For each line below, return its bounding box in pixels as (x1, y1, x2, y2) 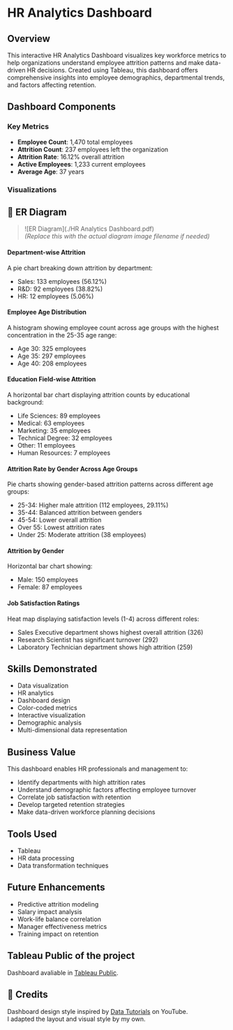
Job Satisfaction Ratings (7, 599, 80, 607)
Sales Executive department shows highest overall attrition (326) (17, 628, 204, 636)
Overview (7, 33, 51, 45)
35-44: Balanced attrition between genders (17, 508, 142, 517)
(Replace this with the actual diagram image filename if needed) (24, 232, 211, 241)
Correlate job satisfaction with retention (17, 793, 131, 801)
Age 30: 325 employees (17, 344, 87, 353)
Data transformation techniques (17, 861, 109, 870)
